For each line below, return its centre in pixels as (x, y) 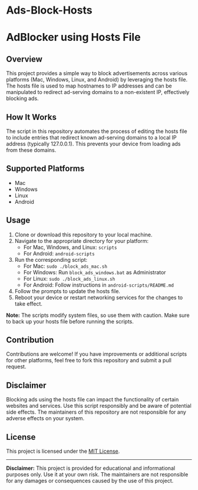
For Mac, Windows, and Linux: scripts (70, 247)
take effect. (29, 304)
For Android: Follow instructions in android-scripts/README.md (98, 285)
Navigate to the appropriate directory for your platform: (82, 241)
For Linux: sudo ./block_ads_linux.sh (69, 278)
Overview (24, 59)
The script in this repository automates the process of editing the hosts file (97, 131)
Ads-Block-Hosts (49, 10)
